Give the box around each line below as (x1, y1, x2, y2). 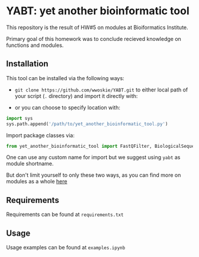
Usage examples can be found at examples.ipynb (6, 244, 126, 250)
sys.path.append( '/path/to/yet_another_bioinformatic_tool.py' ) (6, 120, 168, 127)
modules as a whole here (6, 178, 68, 185)
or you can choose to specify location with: (14, 104, 120, 111)
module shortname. (6, 160, 54, 167)
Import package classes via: (6, 132, 75, 139)
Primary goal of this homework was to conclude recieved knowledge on (6, 35, 182, 42)
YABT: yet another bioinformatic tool (6, 4, 190, 18)
